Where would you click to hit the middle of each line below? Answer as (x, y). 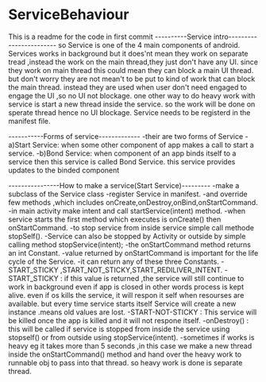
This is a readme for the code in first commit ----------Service (110, 37)
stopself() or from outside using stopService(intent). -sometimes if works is (131, 337)
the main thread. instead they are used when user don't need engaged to (128, 87)
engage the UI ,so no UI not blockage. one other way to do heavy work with (132, 95)
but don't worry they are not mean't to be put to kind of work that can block (132, 79)
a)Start (19, 145)
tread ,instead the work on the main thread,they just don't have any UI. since (133, 62)
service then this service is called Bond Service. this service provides (122, 161)
